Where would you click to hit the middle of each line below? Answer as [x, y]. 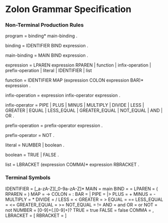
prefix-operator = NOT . [30, 135]
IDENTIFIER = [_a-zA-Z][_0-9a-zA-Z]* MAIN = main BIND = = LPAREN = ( [81, 189]
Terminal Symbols [28, 178]
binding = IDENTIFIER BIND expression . [47, 46]
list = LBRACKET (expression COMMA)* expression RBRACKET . [72, 165]
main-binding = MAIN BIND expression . [47, 55]
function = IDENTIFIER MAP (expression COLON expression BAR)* [74, 80]
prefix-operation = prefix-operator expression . [54, 126]
